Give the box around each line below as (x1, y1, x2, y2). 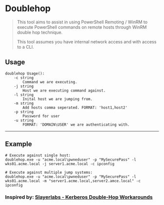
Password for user (22, 113, 60, 118)
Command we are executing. (22, 79, 78, 84)
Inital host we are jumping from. (22, 96, 93, 101)
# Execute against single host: (5, 153, 71, 158)
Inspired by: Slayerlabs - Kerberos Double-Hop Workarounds (5, 194, 153, 201)
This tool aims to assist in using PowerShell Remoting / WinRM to (17, 19, 148, 25)
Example (5, 140, 32, 149)
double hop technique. (17, 29, 62, 35)
